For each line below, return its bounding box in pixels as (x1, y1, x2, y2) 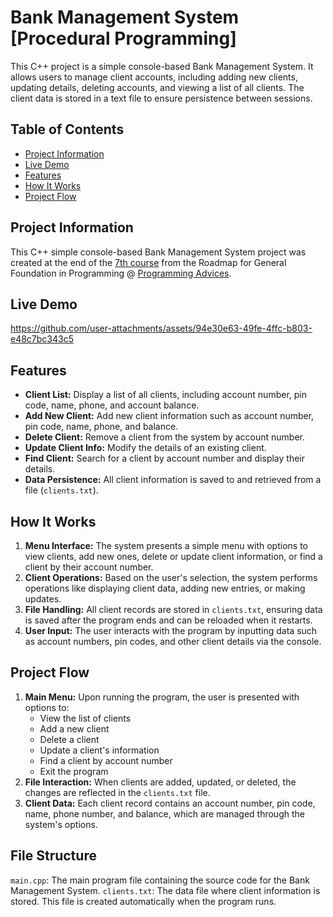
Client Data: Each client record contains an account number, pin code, (24, 797, 316, 809)
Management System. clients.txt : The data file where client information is (10, 884, 321, 896)
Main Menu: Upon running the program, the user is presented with (24, 691, 300, 703)
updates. (24, 593, 62, 605)
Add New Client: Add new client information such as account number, (24, 410, 315, 422)
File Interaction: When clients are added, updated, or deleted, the (24, 776, 297, 788)
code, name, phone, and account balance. (24, 399, 200, 411)
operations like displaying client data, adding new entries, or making (24, 582, 306, 594)
